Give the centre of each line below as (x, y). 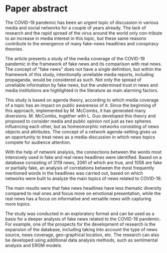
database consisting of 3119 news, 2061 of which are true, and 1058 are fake (83, 162)
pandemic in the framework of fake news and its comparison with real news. (83, 64)
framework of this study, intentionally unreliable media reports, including (80, 74)
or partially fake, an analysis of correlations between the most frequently (80, 168)
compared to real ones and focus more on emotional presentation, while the (83, 193)
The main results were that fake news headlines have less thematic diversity (83, 188)
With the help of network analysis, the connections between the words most (83, 152)
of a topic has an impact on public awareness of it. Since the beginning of (81, 105)
